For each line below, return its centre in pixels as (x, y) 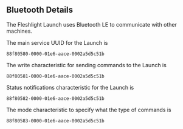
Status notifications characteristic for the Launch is (70, 87)
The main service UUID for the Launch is (57, 42)
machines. (19, 31)
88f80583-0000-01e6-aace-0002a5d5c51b (55, 121)
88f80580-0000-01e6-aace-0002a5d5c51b (55, 54)
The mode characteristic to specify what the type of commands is (89, 110)
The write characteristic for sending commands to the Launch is (87, 65)
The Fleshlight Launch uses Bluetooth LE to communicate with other (92, 24)
